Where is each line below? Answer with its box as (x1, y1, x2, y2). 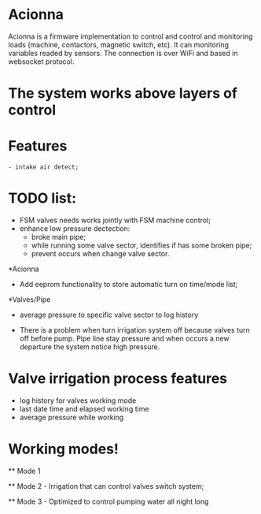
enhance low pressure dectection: (19, 224, 130, 233)
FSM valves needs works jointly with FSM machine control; (19, 215, 211, 225)
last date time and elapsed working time (19, 404, 149, 413)
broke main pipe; (31, 233, 86, 241)
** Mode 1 (8, 466, 41, 475)
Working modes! (8, 440, 119, 458)
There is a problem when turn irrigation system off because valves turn (19, 326, 250, 334)
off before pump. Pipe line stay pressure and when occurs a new (19, 333, 230, 343)
